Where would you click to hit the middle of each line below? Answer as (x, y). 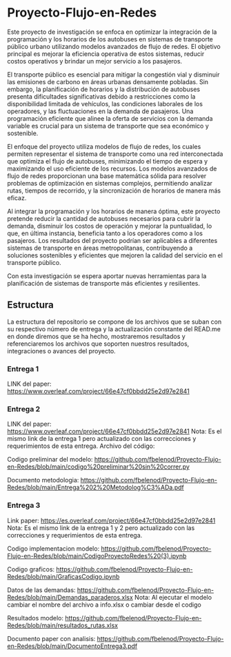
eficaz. (17, 197)
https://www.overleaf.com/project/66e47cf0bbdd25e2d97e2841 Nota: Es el (114, 431)
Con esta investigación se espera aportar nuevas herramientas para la (107, 276)
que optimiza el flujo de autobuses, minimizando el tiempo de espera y (108, 161)
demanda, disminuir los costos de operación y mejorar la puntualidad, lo (110, 226)
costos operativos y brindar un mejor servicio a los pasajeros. (95, 61)
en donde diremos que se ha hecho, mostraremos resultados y (97, 336)
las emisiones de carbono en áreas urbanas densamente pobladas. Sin (108, 81)
